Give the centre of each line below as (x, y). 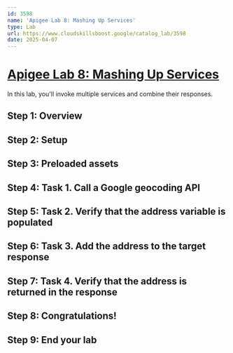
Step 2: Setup (37, 140)
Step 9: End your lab (52, 340)
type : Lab (22, 27)
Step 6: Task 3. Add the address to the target (107, 246)
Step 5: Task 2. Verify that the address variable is (116, 212)
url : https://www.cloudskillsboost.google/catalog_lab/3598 (97, 33)
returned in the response (62, 292)
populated (30, 223)
